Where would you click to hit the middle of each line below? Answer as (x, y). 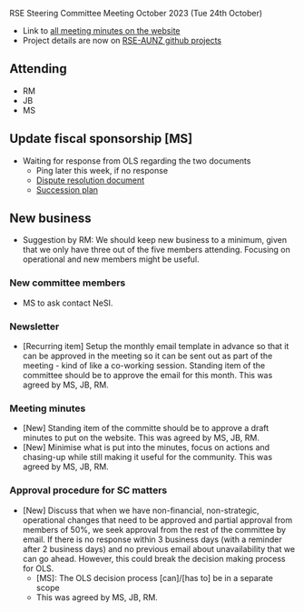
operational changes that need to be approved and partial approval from (157, 520)
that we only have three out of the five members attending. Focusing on (156, 250)
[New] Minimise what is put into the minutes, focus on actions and (146, 447)
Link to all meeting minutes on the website (101, 30)
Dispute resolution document (90, 180)
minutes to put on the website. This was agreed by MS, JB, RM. (141, 438)
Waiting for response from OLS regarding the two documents (137, 161)
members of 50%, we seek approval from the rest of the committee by (154, 529)
